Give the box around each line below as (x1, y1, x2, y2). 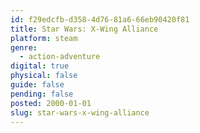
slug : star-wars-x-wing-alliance (10, 107, 150, 118)
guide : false (10, 80, 65, 90)
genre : (10, 42, 38, 53)
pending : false (10, 89, 74, 99)
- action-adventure (19, 52, 101, 62)
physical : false (10, 71, 78, 81)
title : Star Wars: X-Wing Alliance (10, 24, 159, 34)
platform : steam (10, 33, 78, 43)
